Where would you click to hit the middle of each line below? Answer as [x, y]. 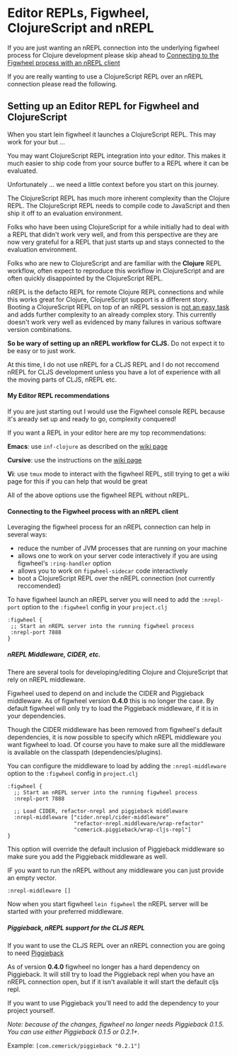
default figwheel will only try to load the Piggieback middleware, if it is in [113, 709]
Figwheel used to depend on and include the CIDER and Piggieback [106, 693]
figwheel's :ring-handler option [64, 564]
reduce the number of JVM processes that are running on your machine [122, 548]
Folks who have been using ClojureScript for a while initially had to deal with [118, 227]
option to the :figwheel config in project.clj [73, 774]
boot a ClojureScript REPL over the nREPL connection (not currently [116, 578]
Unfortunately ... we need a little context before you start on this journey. [113, 184]
